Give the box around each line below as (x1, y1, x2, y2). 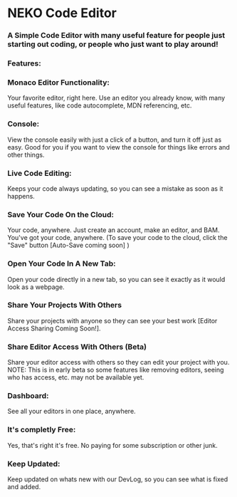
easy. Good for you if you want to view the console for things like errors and (7, 142, 230, 151)
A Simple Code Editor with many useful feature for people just (7, 31, 226, 41)
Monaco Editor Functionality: (7, 77, 110, 87)
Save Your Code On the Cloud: (7, 209, 115, 219)
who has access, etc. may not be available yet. (7, 373, 144, 382)
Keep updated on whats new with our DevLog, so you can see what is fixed (7, 475, 228, 483)
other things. (7, 150, 45, 159)
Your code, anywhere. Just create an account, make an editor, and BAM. (7, 226, 220, 234)
